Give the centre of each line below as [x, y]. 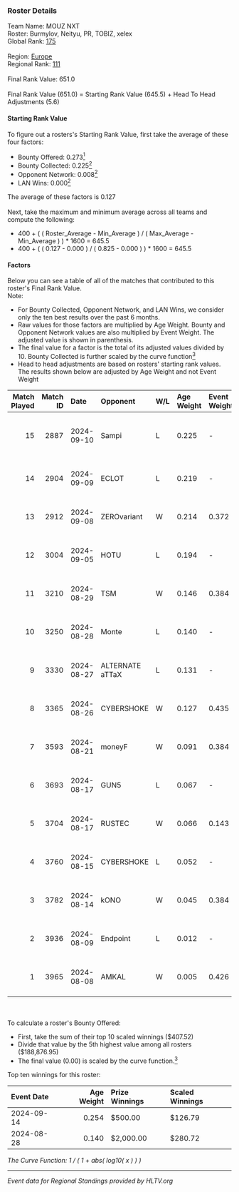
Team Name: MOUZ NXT [44, 26]
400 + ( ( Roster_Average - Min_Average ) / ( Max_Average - [106, 233]
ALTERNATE [121, 666]
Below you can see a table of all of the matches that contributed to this [111, 281]
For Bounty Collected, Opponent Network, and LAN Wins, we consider [121, 310]
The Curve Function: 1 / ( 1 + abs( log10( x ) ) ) [74, 1160]
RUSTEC [115, 823]
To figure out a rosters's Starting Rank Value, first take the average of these [118, 134]
